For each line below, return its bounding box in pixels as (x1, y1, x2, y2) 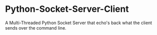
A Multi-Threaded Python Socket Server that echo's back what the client (5, 20, 153, 26)
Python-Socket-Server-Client (5, 3, 129, 15)
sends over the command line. (5, 25, 66, 31)
